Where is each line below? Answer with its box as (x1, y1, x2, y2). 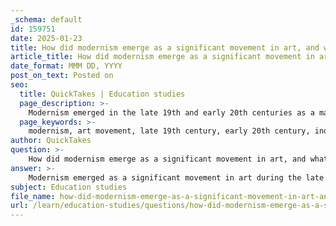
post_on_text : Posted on (10, 71, 114, 81)
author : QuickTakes (10, 136, 92, 146)
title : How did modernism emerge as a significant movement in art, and (10, 42, 320, 53)
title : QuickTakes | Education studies (19, 89, 186, 99)
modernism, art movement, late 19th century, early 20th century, (28, 126, 311, 136)
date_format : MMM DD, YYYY (10, 61, 123, 71)
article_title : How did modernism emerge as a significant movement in (10, 52, 315, 62)
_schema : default (10, 14, 83, 25)
